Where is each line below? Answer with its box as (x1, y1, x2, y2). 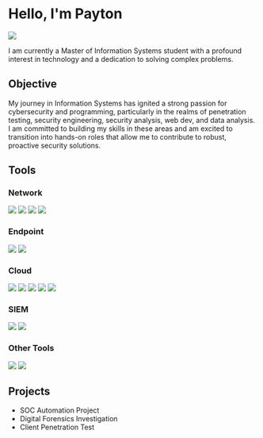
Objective (8, 77, 58, 91)
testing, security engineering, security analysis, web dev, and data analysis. (8, 115, 256, 125)
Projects (8, 385, 51, 398)
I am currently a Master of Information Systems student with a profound (8, 45, 242, 56)
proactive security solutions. (8, 140, 101, 150)
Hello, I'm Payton (8, 5, 123, 23)
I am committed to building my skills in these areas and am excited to (8, 124, 234, 133)
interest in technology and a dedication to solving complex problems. (8, 54, 234, 63)
